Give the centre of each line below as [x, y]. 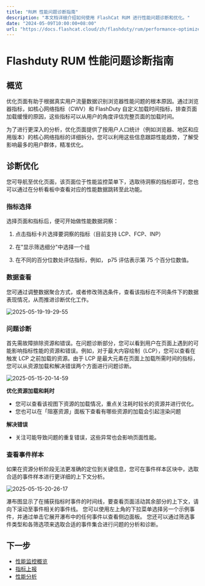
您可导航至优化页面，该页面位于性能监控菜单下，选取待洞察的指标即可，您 [100, 182]
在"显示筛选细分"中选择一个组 [52, 247]
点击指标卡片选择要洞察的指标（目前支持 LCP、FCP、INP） [90, 234]
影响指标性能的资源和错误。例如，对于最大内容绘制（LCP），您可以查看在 [103, 350]
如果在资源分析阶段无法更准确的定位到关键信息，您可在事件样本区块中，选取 [103, 469]
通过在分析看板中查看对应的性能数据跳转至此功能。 [81, 189]
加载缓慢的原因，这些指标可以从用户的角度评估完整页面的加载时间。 [92, 117]
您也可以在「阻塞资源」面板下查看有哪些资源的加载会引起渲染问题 [98, 411]
